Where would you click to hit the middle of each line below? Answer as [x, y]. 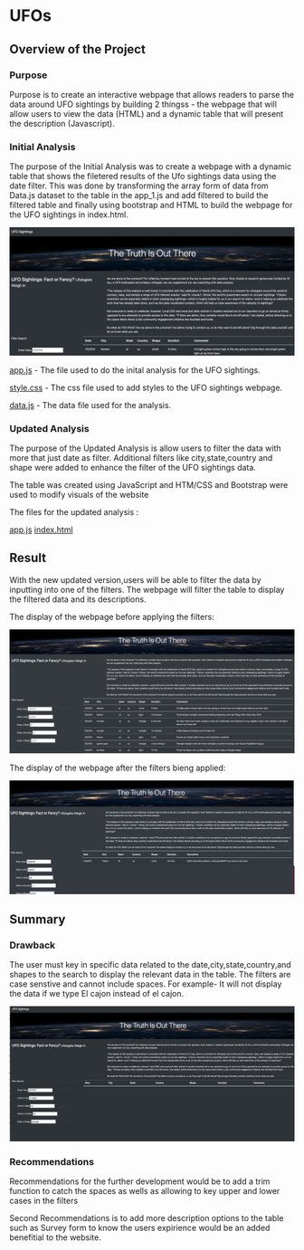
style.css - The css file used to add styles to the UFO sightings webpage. [146, 387]
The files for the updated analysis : [74, 511]
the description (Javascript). [62, 123]
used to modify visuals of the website [79, 494]
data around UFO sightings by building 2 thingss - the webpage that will [143, 104]
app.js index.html [42, 530]
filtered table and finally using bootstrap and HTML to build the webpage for [151, 205]
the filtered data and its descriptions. [78, 599]
